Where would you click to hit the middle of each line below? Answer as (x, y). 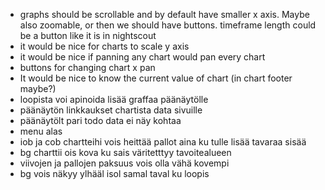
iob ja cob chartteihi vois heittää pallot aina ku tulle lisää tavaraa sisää (163, 142)
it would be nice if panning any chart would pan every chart (142, 57)
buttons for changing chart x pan (87, 67)
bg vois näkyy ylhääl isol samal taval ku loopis (114, 173)
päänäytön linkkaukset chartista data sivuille (111, 110)
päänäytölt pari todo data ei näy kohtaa (100, 120)
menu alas (41, 131)
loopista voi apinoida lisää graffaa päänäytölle (114, 99)
